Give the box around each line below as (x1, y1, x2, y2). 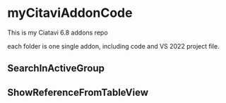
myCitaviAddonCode (7, 5, 133, 21)
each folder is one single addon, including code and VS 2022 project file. (7, 42, 220, 50)
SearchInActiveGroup (7, 62, 105, 75)
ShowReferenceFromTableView (7, 86, 148, 98)
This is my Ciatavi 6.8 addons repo (7, 28, 108, 37)
